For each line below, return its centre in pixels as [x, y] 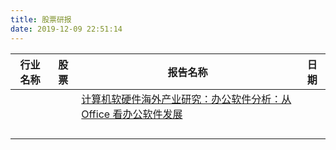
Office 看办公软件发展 [132, 114]
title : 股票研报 [41, 19]
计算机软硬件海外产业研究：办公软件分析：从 [186, 99]
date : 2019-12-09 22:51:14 [66, 29]
